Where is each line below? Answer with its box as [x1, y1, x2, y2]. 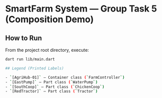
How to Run [5, 34, 42, 42]
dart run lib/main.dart [5, 57, 55, 62]
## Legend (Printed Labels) [5, 66, 64, 71]
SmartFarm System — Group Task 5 [5, 3, 157, 15]
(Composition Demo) [5, 14, 94, 25]
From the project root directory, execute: [5, 47, 89, 53]
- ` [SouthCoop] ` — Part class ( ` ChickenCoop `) [5, 84, 105, 89]
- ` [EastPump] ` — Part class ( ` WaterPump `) [5, 79, 98, 84]
